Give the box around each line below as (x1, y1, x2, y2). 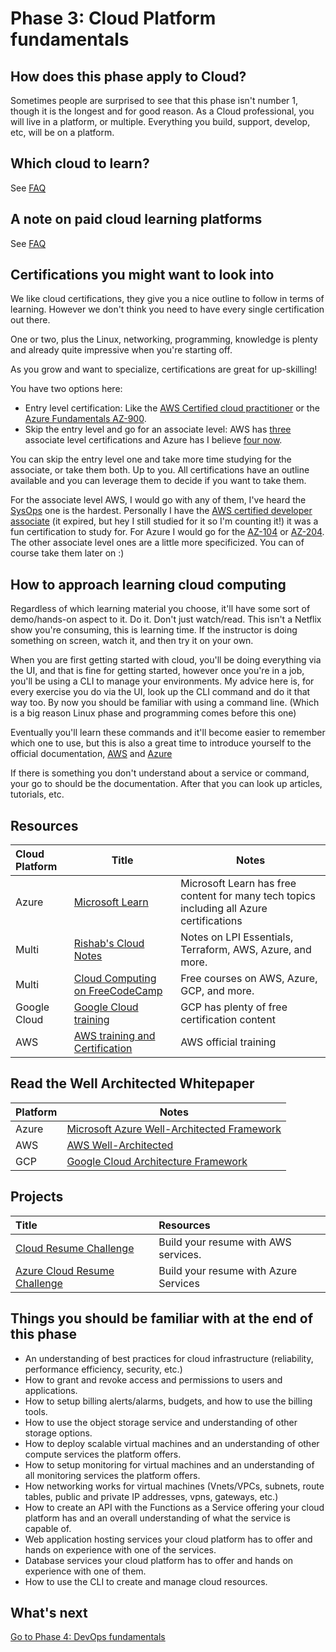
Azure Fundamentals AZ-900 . (24, 413, 147, 425)
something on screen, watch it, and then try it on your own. (10, 635, 254, 647)
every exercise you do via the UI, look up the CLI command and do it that (10, 686, 311, 698)
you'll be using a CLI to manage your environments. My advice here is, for (10, 675, 315, 687)
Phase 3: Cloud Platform (10, 7, 217, 30)
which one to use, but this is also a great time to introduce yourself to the (10, 737, 312, 749)
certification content (180, 1013, 276, 1027)
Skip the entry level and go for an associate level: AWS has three (24, 423, 292, 436)
